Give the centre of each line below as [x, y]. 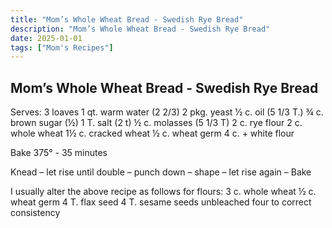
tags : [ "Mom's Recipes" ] [62, 47]
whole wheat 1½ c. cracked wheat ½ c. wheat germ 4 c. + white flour [152, 133]
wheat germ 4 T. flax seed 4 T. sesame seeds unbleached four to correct [161, 202]
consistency [35, 213]
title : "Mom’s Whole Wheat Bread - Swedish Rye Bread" [127, 19]
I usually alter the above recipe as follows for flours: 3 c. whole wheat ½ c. [163, 192]
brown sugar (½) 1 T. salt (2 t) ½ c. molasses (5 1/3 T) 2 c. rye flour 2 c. [156, 123]
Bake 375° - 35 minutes [59, 153]
